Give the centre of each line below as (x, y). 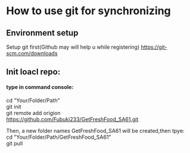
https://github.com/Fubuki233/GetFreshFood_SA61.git (72, 119)
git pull (15, 143)
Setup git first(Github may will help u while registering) (73, 47)
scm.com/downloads (32, 53)
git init (14, 106)
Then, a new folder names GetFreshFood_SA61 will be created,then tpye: (95, 130)
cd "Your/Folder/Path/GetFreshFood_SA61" (59, 137)
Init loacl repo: (33, 72)
